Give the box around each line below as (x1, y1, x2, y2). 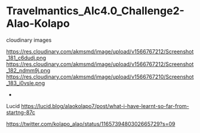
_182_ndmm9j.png (6, 66, 51, 74)
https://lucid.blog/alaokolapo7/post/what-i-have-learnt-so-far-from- (21, 102, 189, 109)
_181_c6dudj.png (6, 54, 47, 61)
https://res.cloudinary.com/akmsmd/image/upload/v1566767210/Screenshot (6, 73, 194, 80)
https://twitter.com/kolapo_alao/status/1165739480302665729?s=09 (6, 120, 176, 127)
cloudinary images (6, 36, 52, 43)
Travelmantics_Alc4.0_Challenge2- (6, 4, 185, 18)
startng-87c (6, 109, 36, 116)
